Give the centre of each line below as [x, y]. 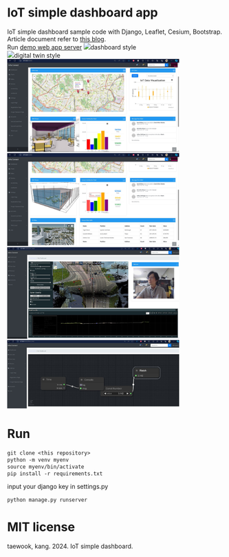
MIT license [41, 527]
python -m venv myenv [38, 460]
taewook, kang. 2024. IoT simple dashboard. [70, 546]
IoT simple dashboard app [83, 13]
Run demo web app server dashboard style [72, 47]
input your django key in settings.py [58, 486]
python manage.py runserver [47, 500]
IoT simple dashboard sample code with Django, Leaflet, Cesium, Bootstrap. [115, 32]
